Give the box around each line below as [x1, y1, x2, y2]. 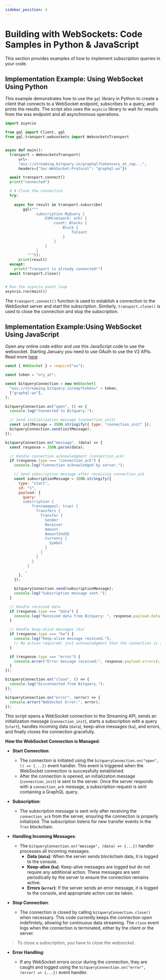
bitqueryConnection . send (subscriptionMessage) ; [14, 586, 114, 591]
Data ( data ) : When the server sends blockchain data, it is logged [27, 854, 159, 860]
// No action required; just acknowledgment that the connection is [14, 640, 158, 646]
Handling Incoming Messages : [12, 833, 77, 839]
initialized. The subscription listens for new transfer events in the [19, 819, 152, 824]
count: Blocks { [53, 221, 87, 226]
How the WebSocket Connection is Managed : [5, 739, 100, 745]
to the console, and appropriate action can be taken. [27, 890, 134, 896]
